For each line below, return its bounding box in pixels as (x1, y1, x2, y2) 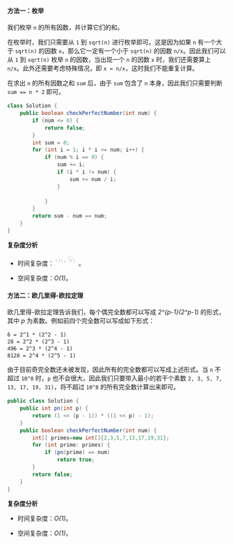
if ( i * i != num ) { (56, 169, 117, 176)
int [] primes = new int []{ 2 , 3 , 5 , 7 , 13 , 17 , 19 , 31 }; (32, 434, 170, 442)
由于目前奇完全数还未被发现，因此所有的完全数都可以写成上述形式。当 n (7, 366, 214, 374)
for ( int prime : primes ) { (32, 442, 111, 449)
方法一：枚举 (7, 6, 44, 15)
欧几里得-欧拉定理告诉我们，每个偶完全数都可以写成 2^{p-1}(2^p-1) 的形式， (7, 308, 225, 316)
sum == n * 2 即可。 (7, 88, 65, 96)
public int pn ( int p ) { (19, 405, 89, 412)
